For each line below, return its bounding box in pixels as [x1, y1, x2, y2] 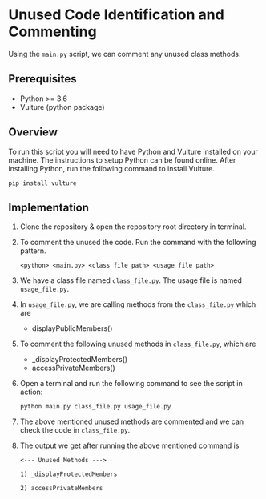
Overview [8, 126, 58, 139]
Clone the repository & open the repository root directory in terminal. [19, 222, 247, 231]
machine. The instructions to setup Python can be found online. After [8, 155, 236, 165]
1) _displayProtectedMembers [19, 470, 118, 478]
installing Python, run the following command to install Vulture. [8, 163, 215, 173]
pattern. [19, 246, 46, 256]
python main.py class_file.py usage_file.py [19, 403, 171, 411]
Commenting [8, 22, 98, 41]
